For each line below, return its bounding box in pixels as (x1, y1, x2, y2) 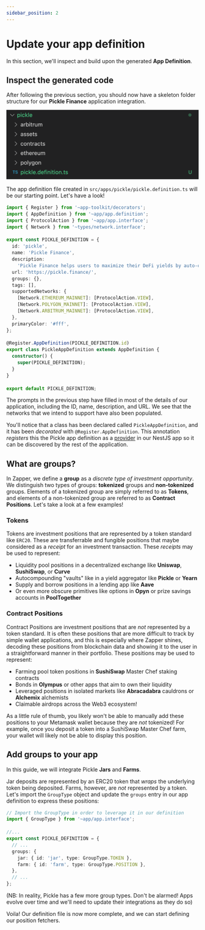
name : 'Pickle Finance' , (12, 250, 75, 256)
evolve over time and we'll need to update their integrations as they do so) (6, 898, 193, 906)
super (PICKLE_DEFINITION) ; (17, 360, 86, 366)
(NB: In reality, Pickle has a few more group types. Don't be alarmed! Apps (6, 892, 193, 899)
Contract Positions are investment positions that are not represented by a (6, 623, 190, 630)
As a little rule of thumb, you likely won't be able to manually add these (6, 712, 184, 719)
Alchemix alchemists (15, 694, 69, 701)
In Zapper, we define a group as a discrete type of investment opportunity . (6, 475, 194, 482)
